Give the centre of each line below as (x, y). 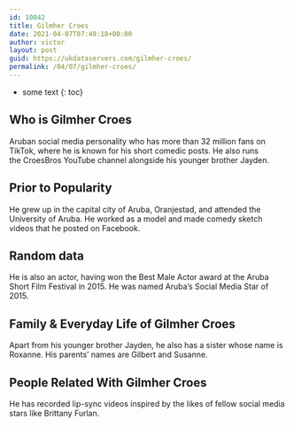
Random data (46, 256)
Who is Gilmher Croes (71, 120)
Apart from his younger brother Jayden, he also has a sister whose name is (146, 345)
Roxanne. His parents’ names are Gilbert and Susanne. (108, 354)
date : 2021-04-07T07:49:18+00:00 (71, 34)
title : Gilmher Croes (49, 26)
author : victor (37, 42)
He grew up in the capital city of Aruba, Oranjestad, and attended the (135, 209)
